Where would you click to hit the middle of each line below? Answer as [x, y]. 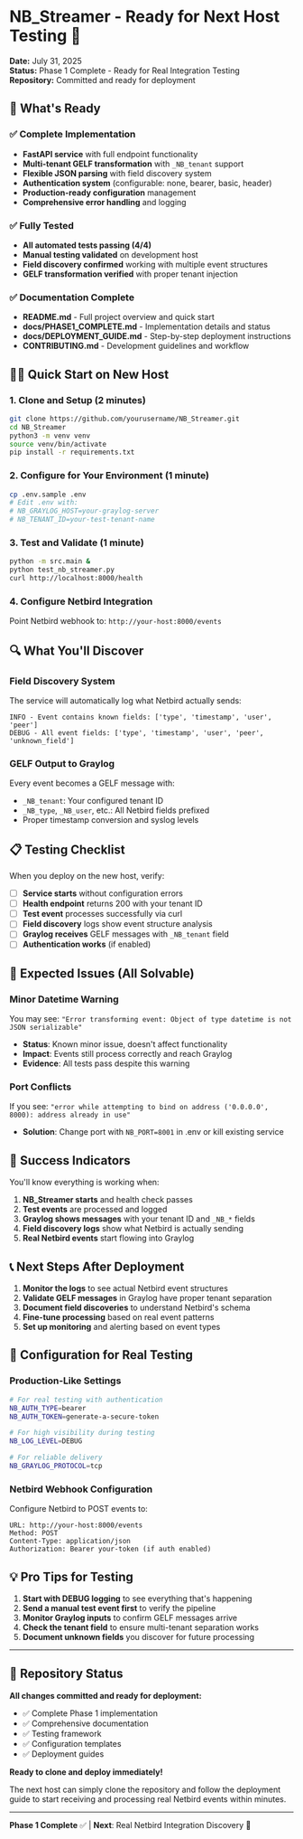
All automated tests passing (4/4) [87, 245]
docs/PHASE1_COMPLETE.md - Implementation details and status [146, 326]
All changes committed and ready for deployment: [106, 1695]
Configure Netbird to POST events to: [79, 1509]
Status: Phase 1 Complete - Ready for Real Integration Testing [125, 71]
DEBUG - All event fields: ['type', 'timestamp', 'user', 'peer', [137, 733]
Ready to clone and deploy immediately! [86, 1772]
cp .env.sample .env [48, 495]
